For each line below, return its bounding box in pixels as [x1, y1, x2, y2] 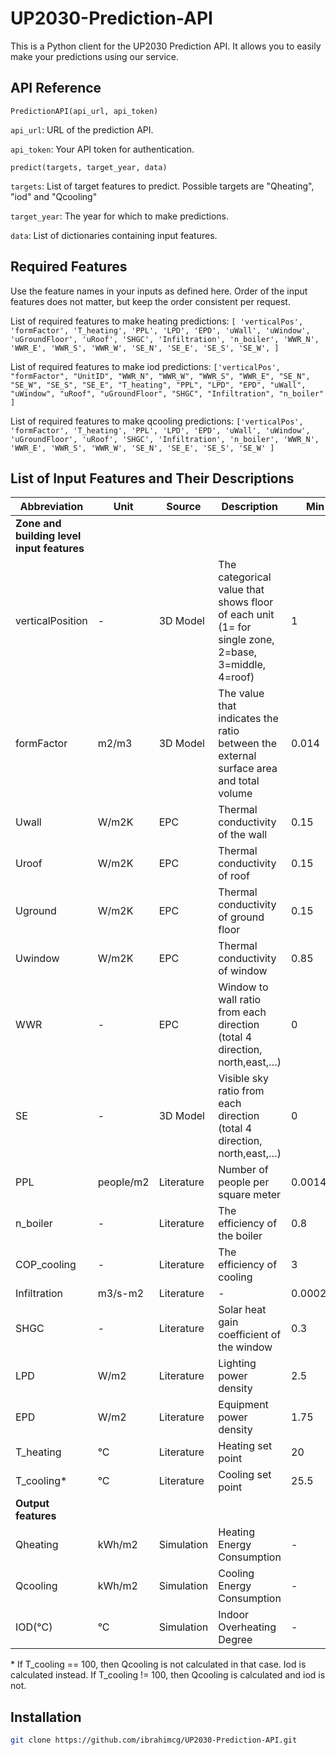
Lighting [218, 1357, 257, 1371]
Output [15, 1497, 50, 1511]
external [218, 749, 257, 763]
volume [218, 787, 253, 801]
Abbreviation [19, 500, 84, 514]
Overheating [218, 1620, 277, 1634]
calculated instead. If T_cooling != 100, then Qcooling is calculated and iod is [10, 1669, 326, 1681]
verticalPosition [15, 614, 88, 628]
